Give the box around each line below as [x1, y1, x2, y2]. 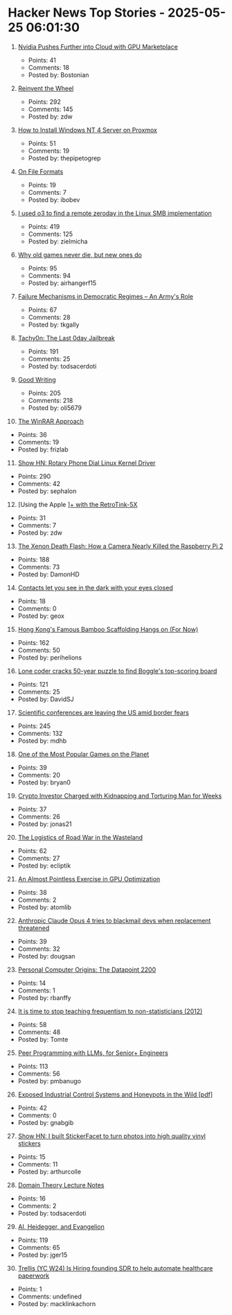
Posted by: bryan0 [17, 778, 71, 787]
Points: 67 [28, 305, 57, 313]
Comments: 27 [17, 854, 60, 862]
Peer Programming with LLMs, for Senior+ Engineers [17, 1049, 168, 1057]
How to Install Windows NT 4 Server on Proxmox [17, 126, 158, 134]
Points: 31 [17, 513, 46, 522]
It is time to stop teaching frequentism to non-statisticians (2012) [17, 1007, 203, 1015]
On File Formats [17, 167, 64, 175]
